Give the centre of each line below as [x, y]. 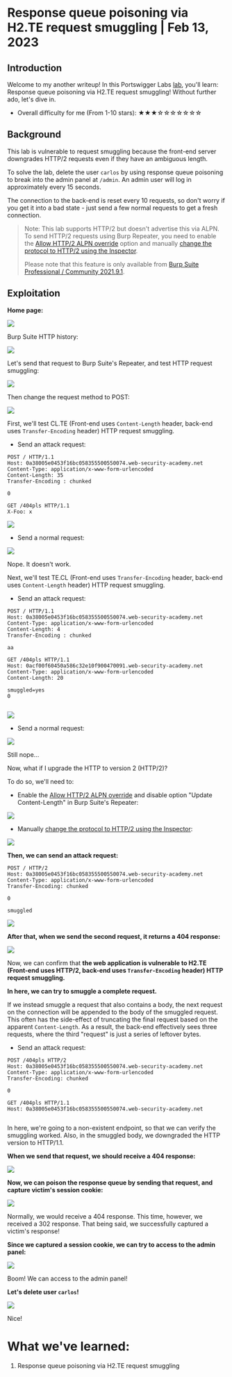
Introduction [35, 68]
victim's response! [34, 1231]
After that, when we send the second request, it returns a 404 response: [114, 936]
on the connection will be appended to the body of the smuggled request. [113, 1012]
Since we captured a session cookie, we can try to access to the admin [111, 1244]
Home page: [25, 310]
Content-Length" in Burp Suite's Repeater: [78, 802]
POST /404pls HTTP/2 [37, 1060]
